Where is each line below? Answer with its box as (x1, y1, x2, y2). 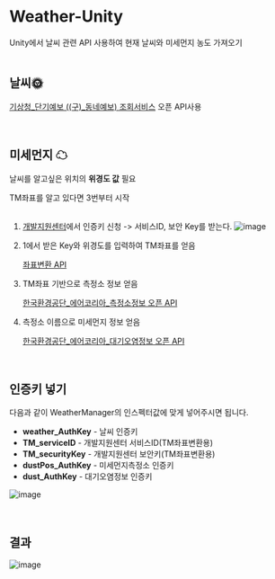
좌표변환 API (22, 259, 67, 270)
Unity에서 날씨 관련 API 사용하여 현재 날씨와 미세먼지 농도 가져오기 (9, 37, 243, 48)
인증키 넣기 (9, 381, 67, 396)
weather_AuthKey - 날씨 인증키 (22, 426, 138, 437)
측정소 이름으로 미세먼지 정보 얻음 (22, 316, 141, 327)
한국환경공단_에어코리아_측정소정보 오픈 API (22, 297, 178, 307)
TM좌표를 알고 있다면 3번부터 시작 (9, 192, 130, 203)
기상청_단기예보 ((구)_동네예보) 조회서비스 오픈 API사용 (9, 101, 202, 111)
